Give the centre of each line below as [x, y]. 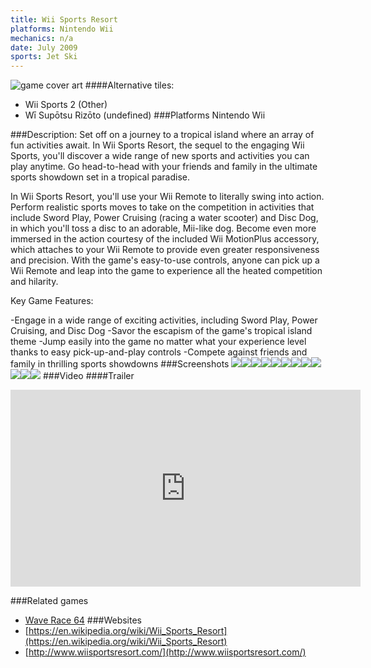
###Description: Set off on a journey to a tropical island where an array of [162, 135]
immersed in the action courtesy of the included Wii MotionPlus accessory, [165, 239]
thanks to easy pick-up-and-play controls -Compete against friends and [159, 352]
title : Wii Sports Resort [64, 19]
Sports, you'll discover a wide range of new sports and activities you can [160, 156]
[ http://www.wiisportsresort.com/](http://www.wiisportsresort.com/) [165, 652]
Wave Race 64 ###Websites [83, 620]
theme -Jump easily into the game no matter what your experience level [158, 342]
